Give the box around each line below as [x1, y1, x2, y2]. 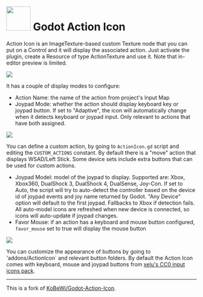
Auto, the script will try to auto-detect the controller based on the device [14, 186, 196, 193]
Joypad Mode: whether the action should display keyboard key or [14, 100, 179, 107]
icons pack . [6, 267, 35, 274]
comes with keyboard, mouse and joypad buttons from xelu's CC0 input [6, 260, 185, 268]
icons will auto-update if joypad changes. [14, 212, 118, 219]
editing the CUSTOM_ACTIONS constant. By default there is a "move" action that [6, 148, 196, 156]
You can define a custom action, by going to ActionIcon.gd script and [6, 142, 179, 150]
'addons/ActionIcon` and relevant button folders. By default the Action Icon [6, 254, 193, 261]
